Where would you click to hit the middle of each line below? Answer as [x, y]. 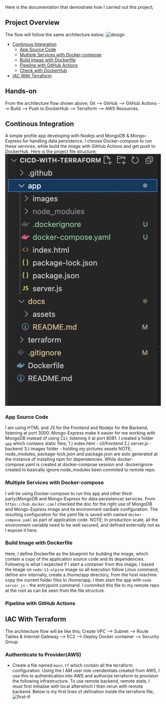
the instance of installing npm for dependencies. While [61, 459]
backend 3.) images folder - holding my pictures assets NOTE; [68, 449]
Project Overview [32, 22]
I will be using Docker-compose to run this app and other [63, 493]
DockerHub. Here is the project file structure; [51, 152]
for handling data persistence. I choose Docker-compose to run [87, 141]
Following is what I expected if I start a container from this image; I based [80, 564]
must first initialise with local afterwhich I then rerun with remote [78, 686]
